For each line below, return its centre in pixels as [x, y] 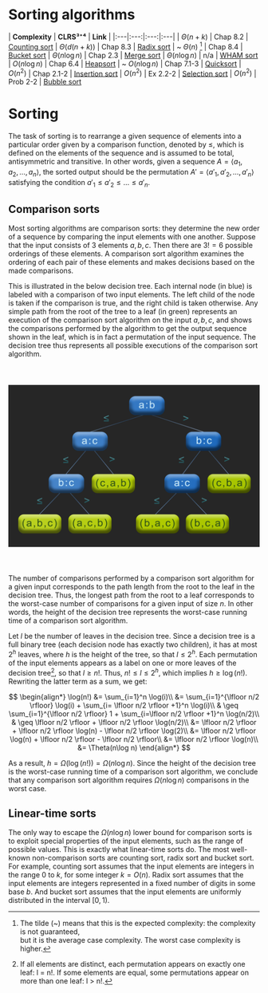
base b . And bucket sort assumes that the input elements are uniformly [125, 892]
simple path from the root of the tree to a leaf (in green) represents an [123, 312]
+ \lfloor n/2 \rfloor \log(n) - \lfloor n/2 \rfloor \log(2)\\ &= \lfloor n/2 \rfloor [134, 731]
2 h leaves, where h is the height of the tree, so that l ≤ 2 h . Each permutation [133, 654]
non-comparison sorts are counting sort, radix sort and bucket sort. [143, 858]
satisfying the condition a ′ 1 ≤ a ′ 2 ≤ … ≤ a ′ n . [79, 183]
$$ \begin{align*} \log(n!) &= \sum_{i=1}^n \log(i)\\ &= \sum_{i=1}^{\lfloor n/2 [134, 696]
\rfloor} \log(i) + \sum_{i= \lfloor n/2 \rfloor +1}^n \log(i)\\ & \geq [134, 705]
